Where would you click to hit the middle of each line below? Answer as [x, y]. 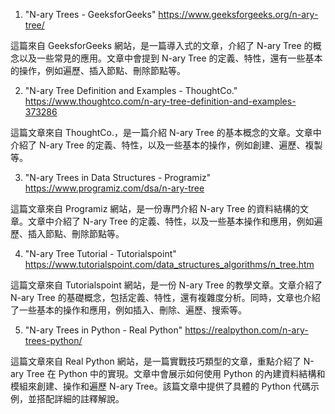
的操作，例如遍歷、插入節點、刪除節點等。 [98, 70]
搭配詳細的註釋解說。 [80, 398]
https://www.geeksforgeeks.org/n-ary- [238, 14]
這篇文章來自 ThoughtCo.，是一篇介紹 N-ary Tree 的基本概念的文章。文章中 [166, 132]
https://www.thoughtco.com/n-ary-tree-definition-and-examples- [160, 101]
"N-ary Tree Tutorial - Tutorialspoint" [100, 253]
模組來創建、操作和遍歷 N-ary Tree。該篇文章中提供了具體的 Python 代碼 [161, 386]
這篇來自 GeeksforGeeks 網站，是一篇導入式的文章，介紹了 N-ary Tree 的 [161, 45]
